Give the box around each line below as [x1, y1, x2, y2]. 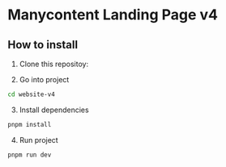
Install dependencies [19, 105, 90, 115]
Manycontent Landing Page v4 [7, 6, 218, 24]
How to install [7, 38, 79, 52]
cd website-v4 [7, 90, 56, 98]
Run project [19, 135, 58, 144]
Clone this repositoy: [19, 59, 89, 69]
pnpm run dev [7, 151, 52, 159]
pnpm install [7, 120, 52, 128]
